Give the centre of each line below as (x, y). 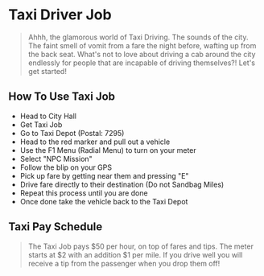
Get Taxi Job (41, 124)
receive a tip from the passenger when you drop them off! (124, 263)
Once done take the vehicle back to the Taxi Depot (104, 201)
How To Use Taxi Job (62, 97)
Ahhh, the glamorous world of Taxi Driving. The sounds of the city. (138, 37)
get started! (47, 71)
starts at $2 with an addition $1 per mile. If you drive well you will (135, 254)
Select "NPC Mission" (56, 159)
